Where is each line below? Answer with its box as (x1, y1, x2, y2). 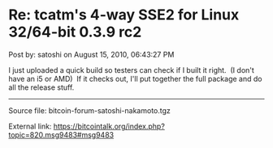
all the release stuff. (8, 82, 75, 92)
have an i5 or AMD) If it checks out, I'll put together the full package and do (8, 74, 262, 83)
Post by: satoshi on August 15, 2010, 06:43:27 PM (8, 49, 175, 59)
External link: (8, 121, 52, 131)
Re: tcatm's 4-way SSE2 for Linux (8, 6, 240, 24)
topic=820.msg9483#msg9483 (8, 129, 115, 139)
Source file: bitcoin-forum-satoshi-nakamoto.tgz (8, 105, 171, 115)
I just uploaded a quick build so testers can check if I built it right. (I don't (8, 65, 254, 74)
